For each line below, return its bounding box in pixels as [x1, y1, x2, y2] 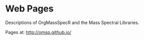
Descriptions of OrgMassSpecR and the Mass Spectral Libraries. [5, 19, 139, 25]
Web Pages [5, 3, 54, 14]
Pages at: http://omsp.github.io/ [5, 29, 72, 35]
